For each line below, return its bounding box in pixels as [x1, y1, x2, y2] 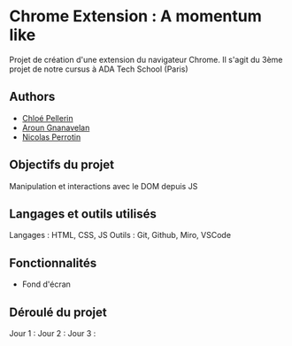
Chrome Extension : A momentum [9, 6, 263, 27]
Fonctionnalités [9, 255, 97, 271]
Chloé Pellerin [21, 112, 73, 123]
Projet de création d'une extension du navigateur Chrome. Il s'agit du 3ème [9, 54, 283, 65]
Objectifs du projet [9, 158, 115, 173]
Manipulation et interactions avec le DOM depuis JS [9, 181, 198, 191]
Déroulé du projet [9, 304, 108, 319]
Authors [9, 89, 56, 104]
